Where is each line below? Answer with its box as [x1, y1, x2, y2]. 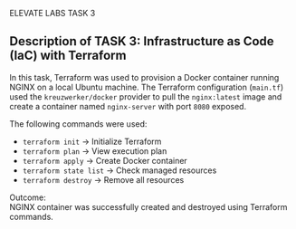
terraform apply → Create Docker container [22, 155, 187, 166]
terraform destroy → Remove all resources [22, 174, 185, 185]
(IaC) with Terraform [9, 48, 127, 63]
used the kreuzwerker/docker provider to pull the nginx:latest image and [9, 91, 282, 102]
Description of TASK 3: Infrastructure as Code [9, 33, 274, 49]
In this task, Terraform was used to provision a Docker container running [9, 72, 280, 82]
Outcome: [9, 192, 47, 203]
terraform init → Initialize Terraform [22, 136, 162, 147]
